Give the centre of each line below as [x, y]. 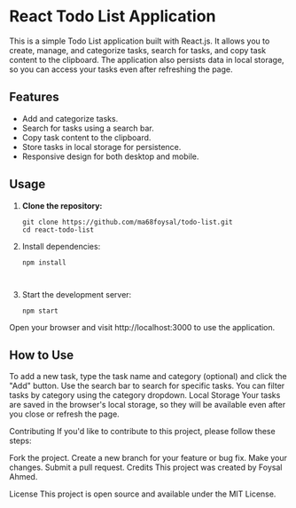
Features [34, 97]
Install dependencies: [61, 246]
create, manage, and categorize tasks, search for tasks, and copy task [138, 50]
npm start [40, 311]
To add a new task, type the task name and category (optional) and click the [148, 377]
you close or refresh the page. [64, 414]
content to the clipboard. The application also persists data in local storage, [147, 60]
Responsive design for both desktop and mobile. [110, 156]
